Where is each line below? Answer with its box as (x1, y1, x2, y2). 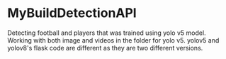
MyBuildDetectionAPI (7, 5, 137, 21)
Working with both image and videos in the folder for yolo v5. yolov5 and (7, 36, 220, 44)
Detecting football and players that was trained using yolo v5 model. (7, 28, 207, 37)
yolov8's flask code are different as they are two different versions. (7, 43, 203, 52)
